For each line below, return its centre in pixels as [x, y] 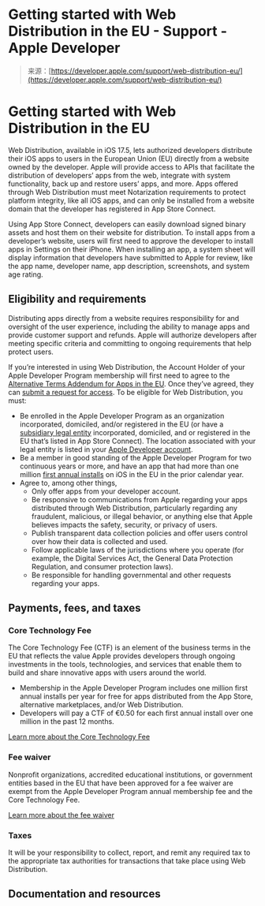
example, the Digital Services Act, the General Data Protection [132, 558]
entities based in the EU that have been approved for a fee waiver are [121, 783]
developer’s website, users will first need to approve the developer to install [131, 240]
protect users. [31, 352]
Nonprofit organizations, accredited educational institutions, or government [131, 774]
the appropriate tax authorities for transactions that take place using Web [127, 860]
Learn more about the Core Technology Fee [79, 737]
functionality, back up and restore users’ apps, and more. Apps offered [123, 184]
